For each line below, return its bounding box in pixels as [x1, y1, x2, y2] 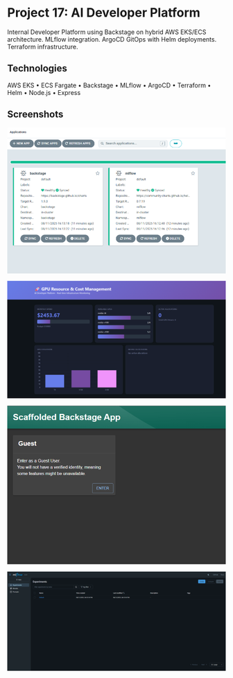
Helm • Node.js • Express [7, 88, 81, 96]
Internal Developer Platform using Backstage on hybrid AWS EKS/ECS [7, 28, 207, 36]
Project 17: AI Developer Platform [7, 5, 201, 21]
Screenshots [7, 109, 64, 121]
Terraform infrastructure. [7, 42, 78, 51]
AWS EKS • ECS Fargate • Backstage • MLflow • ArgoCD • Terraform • [7, 81, 212, 89]
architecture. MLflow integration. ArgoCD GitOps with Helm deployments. [7, 35, 217, 43]
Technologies [7, 62, 68, 74]
